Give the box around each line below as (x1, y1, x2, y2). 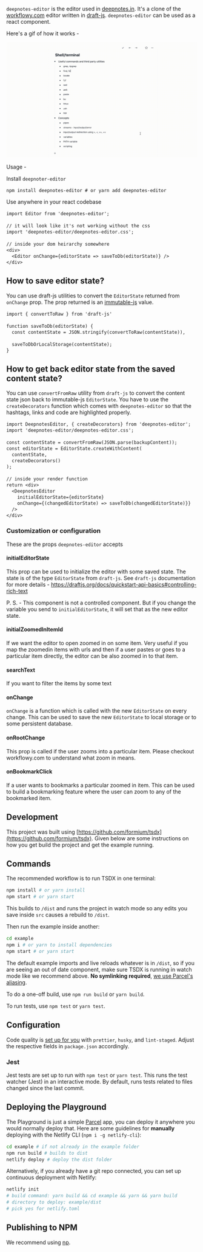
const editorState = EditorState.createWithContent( (6, 446, 142, 452)
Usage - (6, 163, 27, 170)
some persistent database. (6, 720, 73, 727)
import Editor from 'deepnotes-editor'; (6, 210, 110, 216)
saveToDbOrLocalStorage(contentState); (12, 341, 113, 347)
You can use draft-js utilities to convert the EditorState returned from (6, 292, 180, 299)
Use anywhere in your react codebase (6, 198, 102, 206)
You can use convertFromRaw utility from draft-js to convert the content (6, 389, 185, 397)
